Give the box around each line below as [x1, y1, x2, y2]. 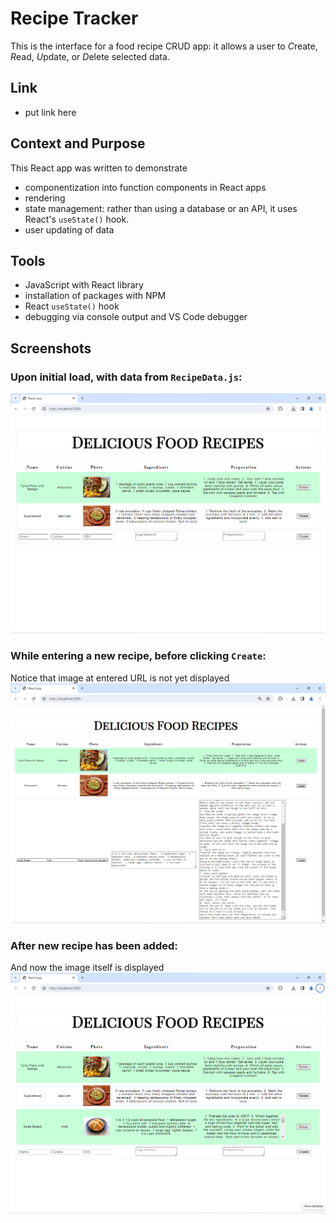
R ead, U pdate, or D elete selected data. [10, 50, 170, 62]
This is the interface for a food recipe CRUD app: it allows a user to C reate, [10, 40, 318, 52]
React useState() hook [24, 300, 120, 312]
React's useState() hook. [24, 213, 130, 225]
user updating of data [24, 223, 115, 236]
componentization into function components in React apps [24, 181, 267, 193]
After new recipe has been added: [10, 939, 178, 953]
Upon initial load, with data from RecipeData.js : [10, 370, 243, 384]
